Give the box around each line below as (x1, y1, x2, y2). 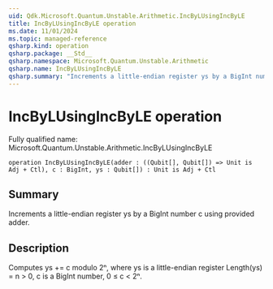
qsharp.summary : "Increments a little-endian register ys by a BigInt (8, 72, 253, 80)
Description (8, 241, 69, 255)
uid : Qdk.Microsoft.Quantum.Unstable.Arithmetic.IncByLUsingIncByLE (8, 11, 245, 20)
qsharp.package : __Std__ (8, 50, 93, 58)
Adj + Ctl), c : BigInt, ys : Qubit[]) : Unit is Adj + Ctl (8, 166, 217, 174)
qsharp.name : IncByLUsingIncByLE (8, 65, 122, 73)
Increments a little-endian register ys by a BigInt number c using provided (8, 209, 254, 219)
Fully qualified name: (8, 134, 79, 144)
